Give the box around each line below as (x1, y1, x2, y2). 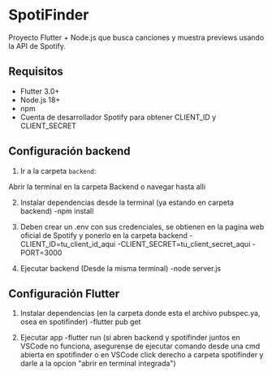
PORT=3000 (19, 248, 63, 257)
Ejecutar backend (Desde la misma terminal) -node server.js (19, 263, 222, 273)
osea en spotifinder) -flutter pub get (19, 317, 141, 326)
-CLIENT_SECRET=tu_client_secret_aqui (117, 239, 251, 249)
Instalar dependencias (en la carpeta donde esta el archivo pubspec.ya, (19, 309, 261, 318)
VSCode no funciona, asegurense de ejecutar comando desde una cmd (19, 341, 261, 351)
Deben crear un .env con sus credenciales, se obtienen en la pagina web (19, 222, 265, 231)
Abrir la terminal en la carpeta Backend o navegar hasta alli (8, 181, 205, 192)
